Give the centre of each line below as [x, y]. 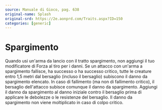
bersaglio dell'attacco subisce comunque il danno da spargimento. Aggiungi [81, 87]
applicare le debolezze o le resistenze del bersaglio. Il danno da [69, 97]
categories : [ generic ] [28, 23]
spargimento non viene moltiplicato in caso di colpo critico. [64, 103]
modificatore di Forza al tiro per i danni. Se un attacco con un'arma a [74, 66]
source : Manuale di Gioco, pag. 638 [42, 10]
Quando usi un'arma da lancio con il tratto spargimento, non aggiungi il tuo [80, 61]
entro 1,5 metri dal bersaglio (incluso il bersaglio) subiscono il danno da [76, 77]
